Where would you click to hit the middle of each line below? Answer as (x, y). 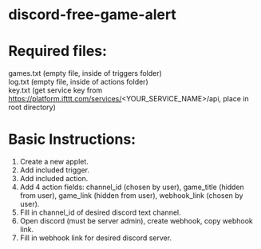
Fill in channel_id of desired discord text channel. (100, 212)
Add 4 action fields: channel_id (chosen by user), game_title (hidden (132, 187)
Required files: (58, 51)
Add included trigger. (55, 170)
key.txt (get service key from (55, 90)
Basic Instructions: (72, 139)
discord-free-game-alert (93, 15)
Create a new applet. (54, 162)
